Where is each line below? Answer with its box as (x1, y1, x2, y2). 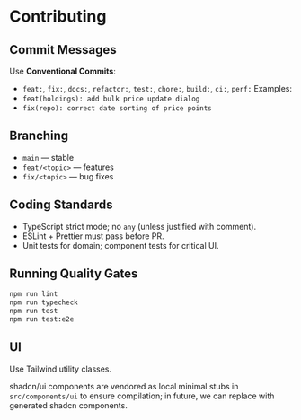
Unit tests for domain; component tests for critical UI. (22, 240, 219, 250)
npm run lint (9, 290, 58, 299)
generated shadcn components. (9, 399, 128, 410)
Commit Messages (9, 42, 117, 57)
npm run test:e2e (9, 315, 75, 324)
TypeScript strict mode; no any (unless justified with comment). (22, 221, 257, 232)
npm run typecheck (9, 298, 78, 307)
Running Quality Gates (9, 267, 138, 282)
